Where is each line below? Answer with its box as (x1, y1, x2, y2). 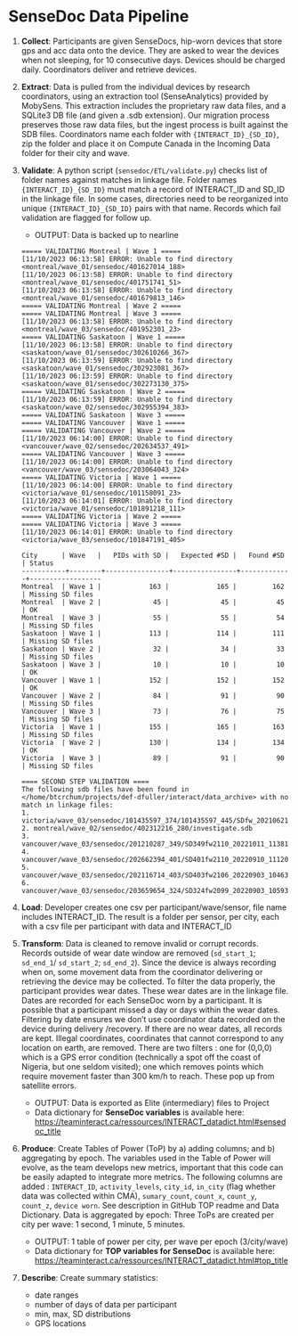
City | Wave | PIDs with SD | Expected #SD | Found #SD (20, 551, 286, 560)
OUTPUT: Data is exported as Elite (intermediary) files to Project (34, 1097, 270, 1108)
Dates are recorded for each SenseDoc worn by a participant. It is (20, 995, 262, 1005)
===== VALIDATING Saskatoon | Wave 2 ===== (20, 387, 186, 396)
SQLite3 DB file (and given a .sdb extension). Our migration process (20, 110, 270, 120)
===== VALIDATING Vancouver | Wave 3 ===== (20, 449, 186, 458)
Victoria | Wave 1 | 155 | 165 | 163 (20, 722, 286, 732)
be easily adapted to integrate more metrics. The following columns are (20, 1171, 284, 1182)
